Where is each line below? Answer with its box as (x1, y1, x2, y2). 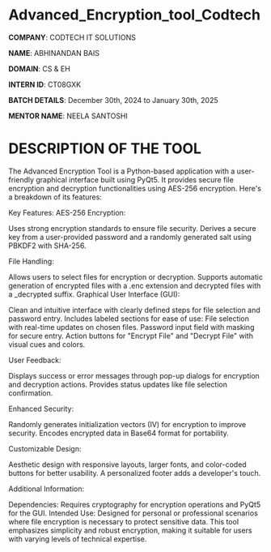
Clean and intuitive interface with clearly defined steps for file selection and (8, 305, 260, 315)
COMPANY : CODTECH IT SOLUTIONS (8, 32, 136, 42)
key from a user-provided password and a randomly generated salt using (8, 232, 252, 242)
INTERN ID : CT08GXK (8, 79, 82, 89)
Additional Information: (8, 484, 85, 494)
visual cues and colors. (8, 339, 86, 349)
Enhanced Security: (8, 404, 74, 413)
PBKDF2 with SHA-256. (8, 241, 87, 250)
